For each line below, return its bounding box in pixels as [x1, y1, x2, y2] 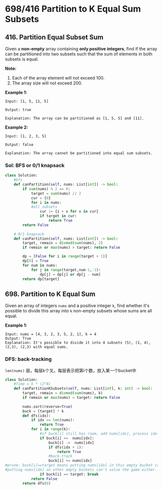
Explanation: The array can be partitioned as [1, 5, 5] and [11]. [5, 116, 145, 121]
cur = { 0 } [31, 196, 51, 200]
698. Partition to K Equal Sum [5, 290, 96, 298]
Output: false [5, 142, 34, 147]
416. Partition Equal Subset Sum [5, 33, 103, 41]
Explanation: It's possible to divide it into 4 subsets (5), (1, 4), [5, 341, 151, 345]
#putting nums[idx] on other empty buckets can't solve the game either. [5, 467, 158, 473]
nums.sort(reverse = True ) [22, 404, 73, 409]
